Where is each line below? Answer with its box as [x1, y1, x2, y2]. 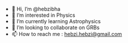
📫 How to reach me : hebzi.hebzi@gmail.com [11, 31, 122, 37]
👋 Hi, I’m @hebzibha [11, 6, 61, 12]
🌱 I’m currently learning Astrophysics [11, 18, 101, 24]
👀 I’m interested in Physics [11, 12, 75, 19]
